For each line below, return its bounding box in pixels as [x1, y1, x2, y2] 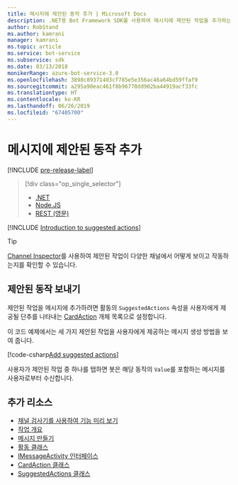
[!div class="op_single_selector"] [24, 179, 122, 188]
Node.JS [35, 200, 62, 209]
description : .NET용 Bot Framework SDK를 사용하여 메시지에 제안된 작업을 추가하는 [7, 17, 232, 24]
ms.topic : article [7, 43, 62, 50]
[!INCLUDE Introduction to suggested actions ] [7, 223, 142, 232]
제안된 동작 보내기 [7, 283, 81, 295]
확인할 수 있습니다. [25, 260, 78, 269]
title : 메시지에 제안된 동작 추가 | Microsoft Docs [7, 10, 147, 18]
